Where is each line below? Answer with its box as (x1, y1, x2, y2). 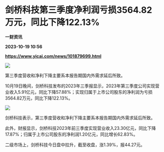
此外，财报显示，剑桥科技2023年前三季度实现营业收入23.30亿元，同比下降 (5, 125, 156, 131)
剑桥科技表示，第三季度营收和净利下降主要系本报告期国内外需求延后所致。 (5, 115, 155, 121)
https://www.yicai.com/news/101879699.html (5, 53, 102, 59)
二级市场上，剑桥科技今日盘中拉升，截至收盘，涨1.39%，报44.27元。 (5, 142, 145, 148)
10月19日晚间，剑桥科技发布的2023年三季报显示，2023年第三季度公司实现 (5, 83, 156, 89)
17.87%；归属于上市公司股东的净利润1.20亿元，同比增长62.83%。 (5, 131, 138, 137)
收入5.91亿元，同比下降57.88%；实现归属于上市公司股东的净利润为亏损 (9, 89, 153, 95)
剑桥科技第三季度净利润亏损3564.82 (5, 4, 153, 16)
